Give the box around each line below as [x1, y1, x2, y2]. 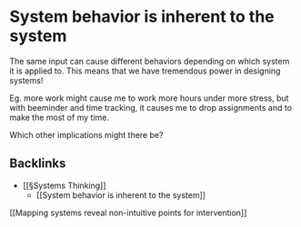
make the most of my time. [9, 112, 109, 123]
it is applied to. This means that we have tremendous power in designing [9, 65, 281, 76]
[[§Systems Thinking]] [22, 180, 106, 191]
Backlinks [9, 156, 66, 172]
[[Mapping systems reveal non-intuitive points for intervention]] [9, 207, 247, 218]
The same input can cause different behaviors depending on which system [9, 55, 290, 66]
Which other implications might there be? [9, 129, 164, 140]
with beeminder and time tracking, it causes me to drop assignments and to [9, 102, 293, 113]
